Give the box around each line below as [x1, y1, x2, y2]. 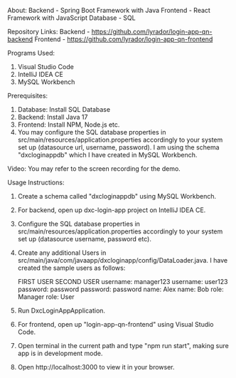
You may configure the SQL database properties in [17, 128, 166, 136]
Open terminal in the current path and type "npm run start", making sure [17, 342, 229, 350]
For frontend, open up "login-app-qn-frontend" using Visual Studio [17, 320, 215, 328]
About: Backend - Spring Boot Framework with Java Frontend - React [7, 6, 211, 14]
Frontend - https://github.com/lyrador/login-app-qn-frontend [34, 35, 213, 43]
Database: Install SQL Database [17, 105, 111, 113]
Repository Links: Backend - [7, 28, 90, 36]
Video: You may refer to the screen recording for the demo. [7, 164, 181, 173]
